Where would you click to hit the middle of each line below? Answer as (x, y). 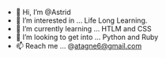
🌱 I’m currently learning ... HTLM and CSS (83, 29)
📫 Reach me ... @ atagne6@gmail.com (79, 46)
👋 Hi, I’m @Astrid (43, 12)
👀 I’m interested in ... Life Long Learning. (81, 20)
